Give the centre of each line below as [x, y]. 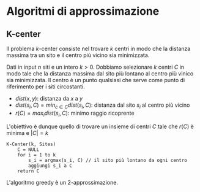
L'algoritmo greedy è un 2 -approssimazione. [62, 182]
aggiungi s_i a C [50, 166]
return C [28, 171]
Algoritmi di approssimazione [83, 11]
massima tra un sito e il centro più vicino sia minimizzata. [78, 55]
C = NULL [28, 149]
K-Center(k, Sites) [31, 144]
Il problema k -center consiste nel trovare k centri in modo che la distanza [98, 48]
